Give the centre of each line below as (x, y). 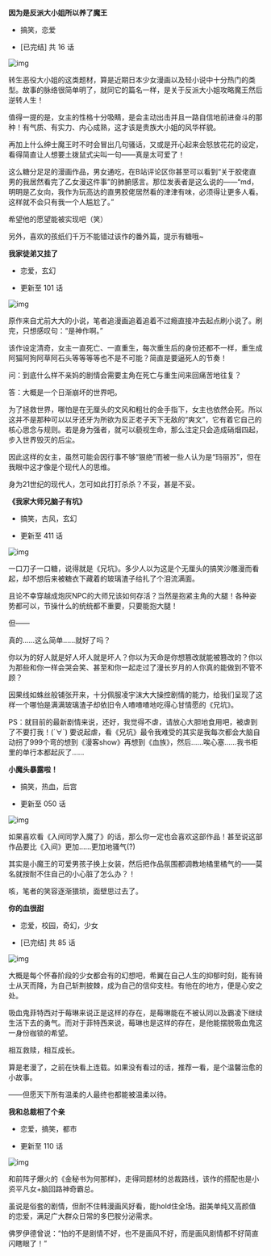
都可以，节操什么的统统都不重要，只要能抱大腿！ (96, 606)
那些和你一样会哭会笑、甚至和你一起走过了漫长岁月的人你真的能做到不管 (135, 667)
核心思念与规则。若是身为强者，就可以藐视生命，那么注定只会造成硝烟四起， (135, 430)
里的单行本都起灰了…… (46, 752)
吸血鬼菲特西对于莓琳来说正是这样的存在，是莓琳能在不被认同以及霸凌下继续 (135, 1012)
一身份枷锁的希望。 (40, 1033)
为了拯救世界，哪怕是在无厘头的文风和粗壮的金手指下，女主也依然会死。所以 (135, 410)
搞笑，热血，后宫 (48, 786)
